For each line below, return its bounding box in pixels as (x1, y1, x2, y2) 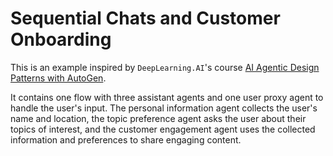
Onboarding (10, 28, 112, 51)
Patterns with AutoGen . (10, 72, 107, 84)
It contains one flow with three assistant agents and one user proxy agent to (10, 91, 324, 103)
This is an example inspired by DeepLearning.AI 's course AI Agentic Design (10, 61, 320, 73)
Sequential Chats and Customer (10, 7, 281, 30)
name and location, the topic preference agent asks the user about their (10, 112, 307, 124)
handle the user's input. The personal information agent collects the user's (10, 102, 318, 114)
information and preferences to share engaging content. (10, 133, 242, 146)
